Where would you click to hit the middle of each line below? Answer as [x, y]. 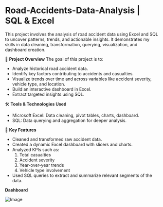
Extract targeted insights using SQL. [48, 94]
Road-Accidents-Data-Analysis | [72, 10]
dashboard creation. [25, 50]
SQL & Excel [30, 21]
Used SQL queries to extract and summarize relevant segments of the [82, 175]
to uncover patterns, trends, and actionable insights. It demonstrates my [77, 39]
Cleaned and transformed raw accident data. [57, 139]
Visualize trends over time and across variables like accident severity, [82, 79]
